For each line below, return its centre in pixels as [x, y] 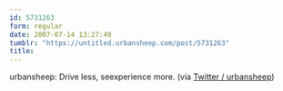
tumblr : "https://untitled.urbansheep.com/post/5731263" [120, 43]
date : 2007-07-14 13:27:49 [61, 34]
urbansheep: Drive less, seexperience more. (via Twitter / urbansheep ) [142, 77]
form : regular [36, 26]
